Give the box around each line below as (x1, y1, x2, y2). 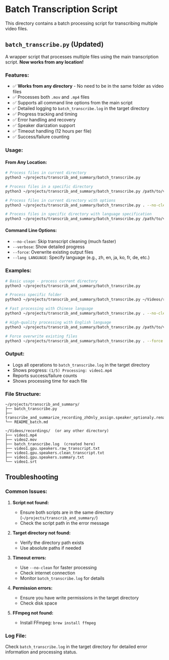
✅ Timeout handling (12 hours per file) (12, 128, 92, 134)
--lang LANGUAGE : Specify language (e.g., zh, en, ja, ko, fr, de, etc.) (12, 255, 150, 261)
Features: (5, 72, 29, 79)
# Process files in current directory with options (5, 198, 116, 203)
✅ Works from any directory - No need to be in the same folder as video (12, 83, 164, 89)
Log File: (5, 632, 27, 639)
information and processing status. (5, 649, 77, 655)
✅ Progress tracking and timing (12, 111, 78, 117)
